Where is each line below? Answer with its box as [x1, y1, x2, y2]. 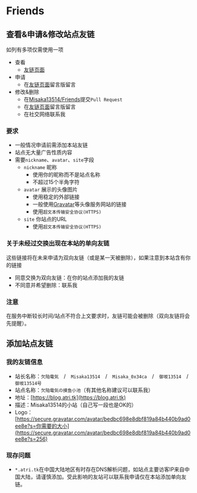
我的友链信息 [6, 358, 43, 366]
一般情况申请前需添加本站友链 [14, 141, 88, 149]
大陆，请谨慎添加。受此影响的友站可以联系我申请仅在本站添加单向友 [20, 473, 187, 480]
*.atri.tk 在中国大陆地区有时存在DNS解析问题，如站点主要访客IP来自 [14, 466, 185, 473]
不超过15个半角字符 [32, 179, 80, 186]
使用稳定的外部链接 [32, 193, 80, 201]
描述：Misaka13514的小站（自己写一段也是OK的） [14, 401, 137, 408]
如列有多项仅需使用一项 [6, 46, 63, 53]
